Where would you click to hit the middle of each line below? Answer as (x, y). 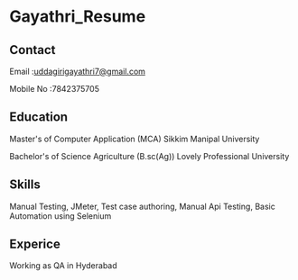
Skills (25, 185)
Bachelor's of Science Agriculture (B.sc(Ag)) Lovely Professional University (149, 156)
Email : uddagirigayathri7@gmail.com (78, 71)
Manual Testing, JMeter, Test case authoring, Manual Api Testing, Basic (142, 206)
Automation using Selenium (61, 216)
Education (39, 117)
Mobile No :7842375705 (54, 89)
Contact (33, 50)
